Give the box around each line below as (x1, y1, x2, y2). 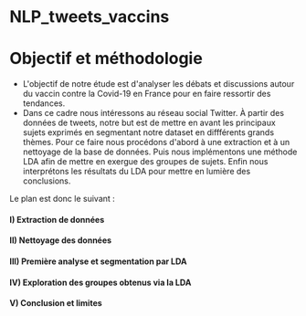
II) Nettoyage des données (9, 235, 112, 246)
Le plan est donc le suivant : (9, 194, 116, 205)
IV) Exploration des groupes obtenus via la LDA (9, 277, 192, 288)
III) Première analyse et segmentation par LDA (9, 256, 187, 267)
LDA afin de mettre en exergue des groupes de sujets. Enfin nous (22, 156, 269, 167)
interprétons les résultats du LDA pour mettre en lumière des (22, 166, 251, 177)
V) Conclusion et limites (9, 298, 102, 309)
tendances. (22, 98, 66, 109)
